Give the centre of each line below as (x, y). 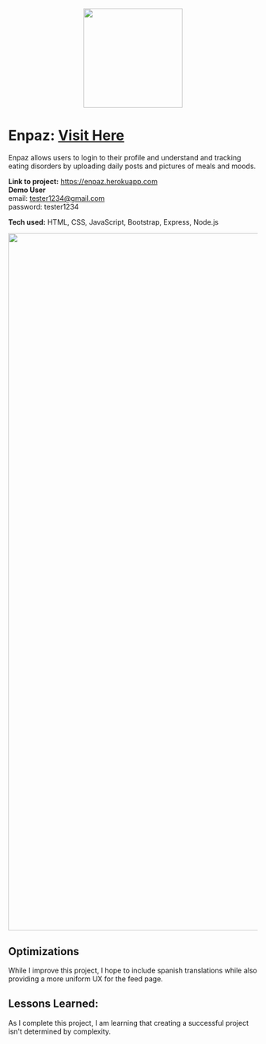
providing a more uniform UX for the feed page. (86, 979)
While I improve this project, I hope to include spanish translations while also (133, 970)
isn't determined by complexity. (59, 1031)
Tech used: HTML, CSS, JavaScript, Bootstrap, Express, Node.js (114, 222)
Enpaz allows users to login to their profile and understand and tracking (125, 158)
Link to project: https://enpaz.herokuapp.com (83, 182)
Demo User (27, 190)
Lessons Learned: (53, 1004)
